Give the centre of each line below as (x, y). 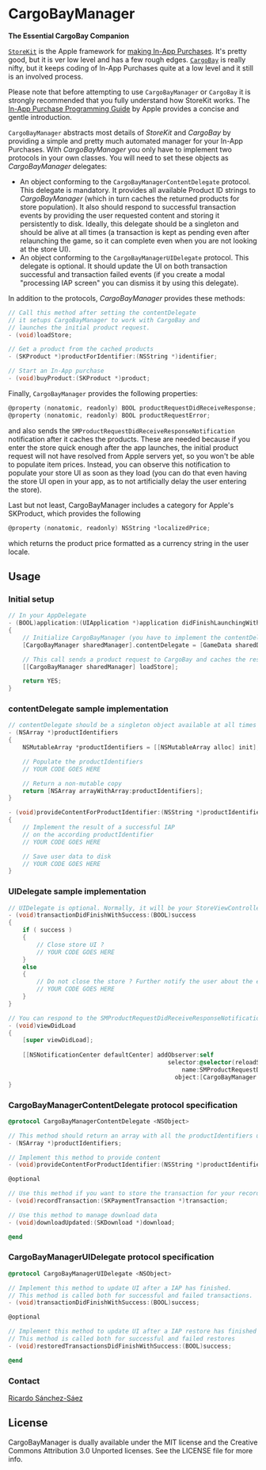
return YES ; (42, 681)
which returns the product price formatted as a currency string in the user (129, 543)
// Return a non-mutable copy (72, 783)
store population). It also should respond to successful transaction (128, 206)
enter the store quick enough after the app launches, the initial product (123, 447)
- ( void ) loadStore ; (40, 335)
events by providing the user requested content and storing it (120, 215)
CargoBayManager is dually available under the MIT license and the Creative (133, 1442)
